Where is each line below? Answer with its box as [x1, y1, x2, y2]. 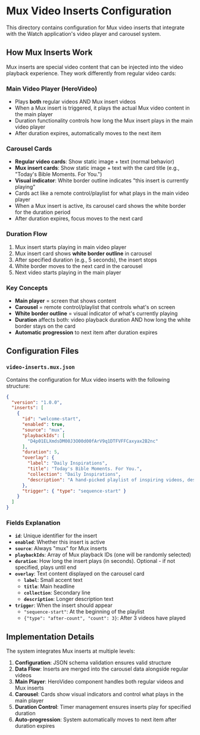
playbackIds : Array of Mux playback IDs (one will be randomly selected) [14, 551, 192, 558]
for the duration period [14, 208, 71, 216]
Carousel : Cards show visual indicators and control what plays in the [14, 691, 184, 698]
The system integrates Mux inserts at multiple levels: [6, 647, 136, 655]
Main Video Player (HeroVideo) [6, 85, 98, 93]
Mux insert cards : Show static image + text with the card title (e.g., [14, 164, 180, 172]
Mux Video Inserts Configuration [6, 4, 172, 18]
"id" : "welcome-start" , [21, 416, 82, 422]
